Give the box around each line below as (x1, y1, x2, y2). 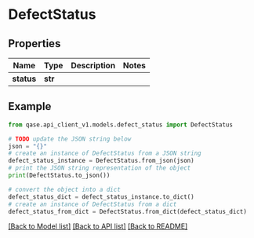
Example (8, 100, 52, 113)
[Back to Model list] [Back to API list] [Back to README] (8, 222, 188, 231)
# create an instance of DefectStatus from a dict (8, 200, 177, 208)
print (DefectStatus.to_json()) (8, 171, 111, 180)
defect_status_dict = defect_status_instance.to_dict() (8, 192, 194, 201)
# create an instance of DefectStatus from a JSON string (8, 149, 201, 158)
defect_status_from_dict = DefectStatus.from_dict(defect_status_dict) (8, 207, 247, 215)
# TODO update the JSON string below (8, 135, 132, 143)
